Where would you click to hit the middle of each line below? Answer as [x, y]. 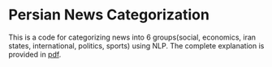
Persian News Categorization [109, 15]
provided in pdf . [35, 54]
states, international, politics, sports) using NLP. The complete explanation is [136, 45]
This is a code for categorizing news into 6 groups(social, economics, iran [132, 37]
